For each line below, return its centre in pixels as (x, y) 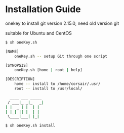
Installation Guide (43, 9)
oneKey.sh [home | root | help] (48, 70)
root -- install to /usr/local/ (48, 89)
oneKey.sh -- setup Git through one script (61, 56)
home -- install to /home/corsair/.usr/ (57, 84)
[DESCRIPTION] (20, 79)
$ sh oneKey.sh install (30, 126)
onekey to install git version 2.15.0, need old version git (62, 23)
